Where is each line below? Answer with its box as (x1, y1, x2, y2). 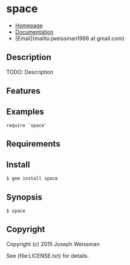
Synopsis (6, 192, 42, 202)
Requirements (6, 139, 60, 149)
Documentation (15, 28, 54, 35)
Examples (6, 106, 44, 117)
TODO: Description (6, 68, 53, 76)
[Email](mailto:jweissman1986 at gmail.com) (15, 34, 125, 42)
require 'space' (6, 122, 47, 128)
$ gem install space (6, 175, 59, 182)
